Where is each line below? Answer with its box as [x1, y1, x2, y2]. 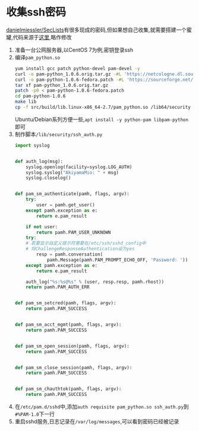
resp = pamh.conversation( [36, 251, 103, 257]
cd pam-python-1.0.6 [14, 93, 66, 99]
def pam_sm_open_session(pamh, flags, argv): [14, 343, 129, 349]
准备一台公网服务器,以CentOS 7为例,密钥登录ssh [14, 46, 134, 54]
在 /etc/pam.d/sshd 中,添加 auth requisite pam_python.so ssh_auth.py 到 [14, 403, 189, 410]
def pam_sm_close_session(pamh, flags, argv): [14, 364, 132, 370]
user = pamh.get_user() [36, 202, 95, 208]
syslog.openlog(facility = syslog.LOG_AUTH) [26, 164, 132, 170]
